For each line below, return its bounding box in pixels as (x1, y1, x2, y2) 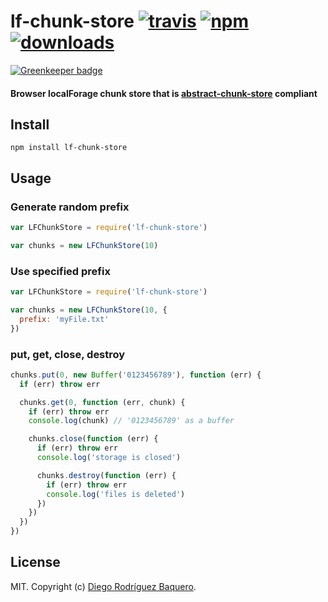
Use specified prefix (10, 264, 111, 278)
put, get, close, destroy (10, 347, 126, 361)
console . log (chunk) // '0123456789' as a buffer (28, 416, 235, 426)
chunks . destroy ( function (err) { (36, 470, 177, 480)
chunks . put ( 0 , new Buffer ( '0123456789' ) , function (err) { (10, 370, 262, 380)
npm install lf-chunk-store (10, 143, 128, 153)
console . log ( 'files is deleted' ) (46, 489, 186, 499)
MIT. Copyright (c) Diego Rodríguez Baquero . (10, 580, 197, 592)
